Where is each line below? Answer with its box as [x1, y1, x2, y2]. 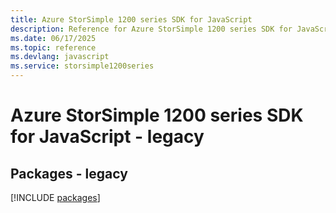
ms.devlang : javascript [10, 52, 110, 62]
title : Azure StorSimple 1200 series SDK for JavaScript [10, 14, 253, 25]
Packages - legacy [10, 165, 128, 182]
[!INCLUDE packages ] [10, 192, 101, 203]
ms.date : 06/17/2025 [10, 33, 97, 43]
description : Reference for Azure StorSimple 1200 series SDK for [10, 24, 293, 34]
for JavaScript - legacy [10, 126, 205, 148]
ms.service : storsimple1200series [10, 61, 155, 71]
